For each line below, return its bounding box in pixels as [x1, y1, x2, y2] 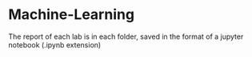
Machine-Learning [8, 6, 134, 24]
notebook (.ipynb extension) [8, 40, 102, 49]
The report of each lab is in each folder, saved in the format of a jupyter [8, 32, 244, 41]
